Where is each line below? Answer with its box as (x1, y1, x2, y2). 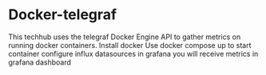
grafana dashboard (8, 57, 72, 67)
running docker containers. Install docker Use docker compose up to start (8, 40, 252, 49)
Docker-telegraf (8, 6, 117, 24)
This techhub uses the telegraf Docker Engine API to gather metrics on (8, 32, 241, 41)
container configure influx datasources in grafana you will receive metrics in (8, 49, 259, 58)
